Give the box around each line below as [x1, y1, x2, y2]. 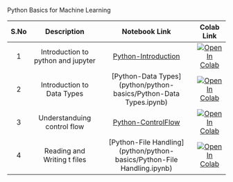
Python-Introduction [112, 51, 180, 61]
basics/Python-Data [113, 89, 180, 98]
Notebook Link [121, 27, 171, 36]
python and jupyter [33, 56, 96, 65]
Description [44, 27, 85, 36]
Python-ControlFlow [112, 117, 180, 127]
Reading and [44, 146, 85, 156]
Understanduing [38, 113, 92, 122]
